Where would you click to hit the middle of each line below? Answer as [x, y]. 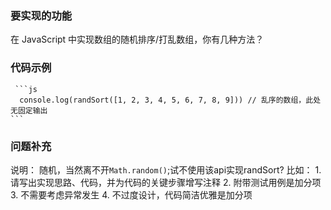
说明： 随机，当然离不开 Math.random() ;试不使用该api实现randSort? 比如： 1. [166, 169]
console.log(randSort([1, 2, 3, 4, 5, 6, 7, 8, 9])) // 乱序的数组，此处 [170, 100]
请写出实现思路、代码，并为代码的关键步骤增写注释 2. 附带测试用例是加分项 [166, 182]
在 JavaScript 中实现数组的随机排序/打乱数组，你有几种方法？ [137, 39]
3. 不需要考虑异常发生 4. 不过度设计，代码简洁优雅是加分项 [131, 194]
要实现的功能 [41, 15]
